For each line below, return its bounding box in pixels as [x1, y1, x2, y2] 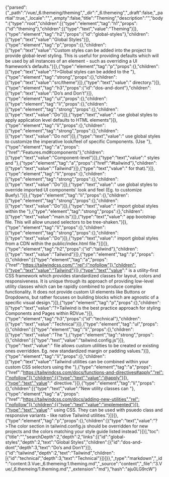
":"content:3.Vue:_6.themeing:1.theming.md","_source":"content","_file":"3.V [5, 461, 162, 466]
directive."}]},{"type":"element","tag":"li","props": [53, 380, 155, 386]
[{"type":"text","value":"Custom [5, 47, 70, 53]
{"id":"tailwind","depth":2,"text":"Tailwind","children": [5, 450, 115, 456]
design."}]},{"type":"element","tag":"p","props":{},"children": [36, 300, 161, 305]
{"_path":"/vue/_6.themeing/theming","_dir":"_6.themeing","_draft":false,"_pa [5, 10, 163, 16]
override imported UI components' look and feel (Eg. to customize [5, 187, 142, 193]
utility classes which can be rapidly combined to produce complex [5, 283, 142, 290]
